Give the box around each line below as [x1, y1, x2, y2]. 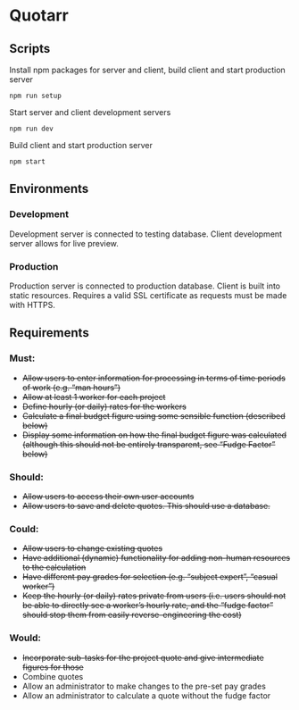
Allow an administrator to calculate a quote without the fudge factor [21, 689, 271, 701]
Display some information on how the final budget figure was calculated [21, 430, 287, 440]
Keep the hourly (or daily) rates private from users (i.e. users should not [21, 590, 287, 601]
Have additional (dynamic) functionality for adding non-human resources [21, 553, 291, 564]
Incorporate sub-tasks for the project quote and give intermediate [21, 652, 265, 663]
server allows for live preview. [9, 238, 119, 248]
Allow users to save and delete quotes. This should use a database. [21, 500, 270, 511]
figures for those [21, 662, 84, 672]
